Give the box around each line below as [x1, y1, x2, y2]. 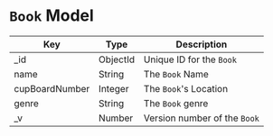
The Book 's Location [143, 82, 229, 95]
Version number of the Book [143, 112, 260, 124]
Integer [98, 82, 129, 95]
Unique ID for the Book [143, 53, 238, 66]
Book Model [9, 5, 95, 26]
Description [175, 38, 228, 50]
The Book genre [143, 96, 209, 109]
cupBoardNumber [14, 82, 90, 95]
